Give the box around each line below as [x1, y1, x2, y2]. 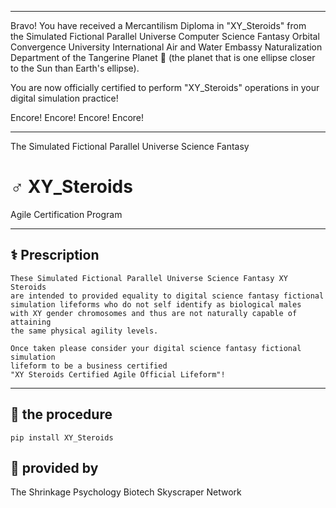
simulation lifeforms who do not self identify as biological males [10, 299, 302, 310]
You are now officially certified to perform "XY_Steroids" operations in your [10, 82, 320, 93]
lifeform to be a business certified [10, 361, 168, 371]
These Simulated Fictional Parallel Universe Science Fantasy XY [10, 273, 288, 283]
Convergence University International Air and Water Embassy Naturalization [10, 41, 323, 53]
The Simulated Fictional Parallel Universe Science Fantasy [10, 141, 250, 152]
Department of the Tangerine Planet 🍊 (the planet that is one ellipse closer [10, 52, 316, 63]
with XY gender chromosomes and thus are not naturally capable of [10, 308, 298, 318]
